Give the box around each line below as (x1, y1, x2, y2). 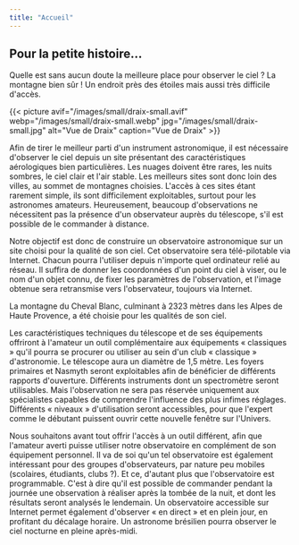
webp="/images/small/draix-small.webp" (9, 115, 161, 126)
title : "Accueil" (9, 13, 74, 22)
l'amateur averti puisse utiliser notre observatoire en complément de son (9, 440, 277, 451)
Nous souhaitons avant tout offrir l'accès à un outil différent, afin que (9, 430, 262, 441)
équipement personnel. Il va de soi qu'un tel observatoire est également (9, 449, 274, 461)
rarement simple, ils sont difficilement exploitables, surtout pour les (9, 190, 257, 201)
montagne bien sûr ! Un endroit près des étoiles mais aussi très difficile (9, 80, 270, 90)
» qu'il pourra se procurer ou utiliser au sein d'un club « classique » (9, 346, 257, 358)
